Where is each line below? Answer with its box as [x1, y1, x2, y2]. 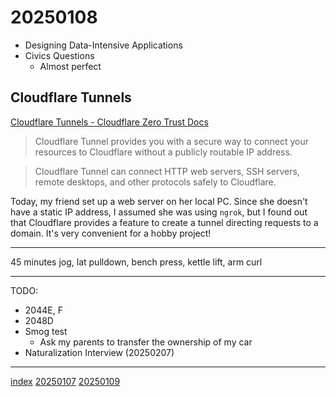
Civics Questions [24, 49, 95, 61]
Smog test [24, 325, 68, 337]
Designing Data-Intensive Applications [24, 39, 183, 51]
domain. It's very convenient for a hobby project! [10, 227, 212, 239]
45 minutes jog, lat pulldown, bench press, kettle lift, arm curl [10, 256, 263, 268]
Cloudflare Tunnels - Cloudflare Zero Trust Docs [10, 116, 209, 128]
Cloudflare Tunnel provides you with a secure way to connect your [34, 135, 310, 147]
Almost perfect [39, 60, 102, 72]
